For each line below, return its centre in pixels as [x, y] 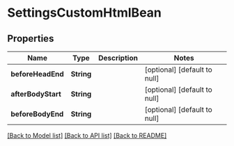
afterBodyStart [36, 94]
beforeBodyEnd [37, 114]
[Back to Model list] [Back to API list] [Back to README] [87, 136]
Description [118, 58]
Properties [31, 39]
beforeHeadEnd [37, 74]
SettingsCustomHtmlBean [85, 13]
